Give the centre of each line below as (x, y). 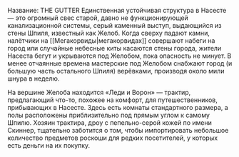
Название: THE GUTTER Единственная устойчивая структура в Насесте (117, 10)
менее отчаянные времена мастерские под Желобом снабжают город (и (120, 63)
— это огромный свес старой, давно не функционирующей (98, 18)
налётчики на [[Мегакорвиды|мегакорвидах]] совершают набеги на (111, 41)
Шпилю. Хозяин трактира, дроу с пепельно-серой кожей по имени (110, 123)
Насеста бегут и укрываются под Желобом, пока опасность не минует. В (119, 56)
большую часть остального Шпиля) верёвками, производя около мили (116, 71)
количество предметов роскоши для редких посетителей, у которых (113, 138)
